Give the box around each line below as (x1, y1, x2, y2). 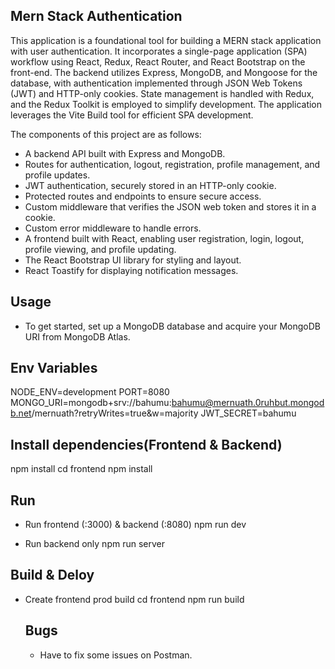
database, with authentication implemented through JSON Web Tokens (10, 77, 303, 89)
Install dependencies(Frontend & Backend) (10, 436, 283, 453)
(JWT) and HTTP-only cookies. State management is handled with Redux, (10, 87, 315, 99)
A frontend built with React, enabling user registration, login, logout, (24, 232, 305, 244)
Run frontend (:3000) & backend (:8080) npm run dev (24, 519, 247, 531)
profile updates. (24, 169, 91, 181)
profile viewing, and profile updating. (24, 243, 177, 255)
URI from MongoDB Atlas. (24, 330, 131, 343)
